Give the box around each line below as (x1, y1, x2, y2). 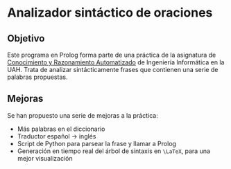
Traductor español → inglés (17, 132, 96, 140)
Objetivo (7, 33, 45, 44)
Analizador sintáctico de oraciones (7, 5, 213, 21)
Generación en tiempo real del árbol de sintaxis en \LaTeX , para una (17, 147, 210, 155)
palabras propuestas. (7, 73, 68, 81)
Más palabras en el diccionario (17, 125, 105, 133)
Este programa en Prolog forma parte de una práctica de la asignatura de (7, 51, 216, 59)
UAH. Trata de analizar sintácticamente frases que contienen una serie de (7, 66, 219, 73)
